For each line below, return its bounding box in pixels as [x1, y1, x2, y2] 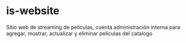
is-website [6, 4, 60, 18]
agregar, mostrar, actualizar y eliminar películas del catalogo [6, 29, 153, 37]
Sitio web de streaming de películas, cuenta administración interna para [6, 24, 181, 31]
